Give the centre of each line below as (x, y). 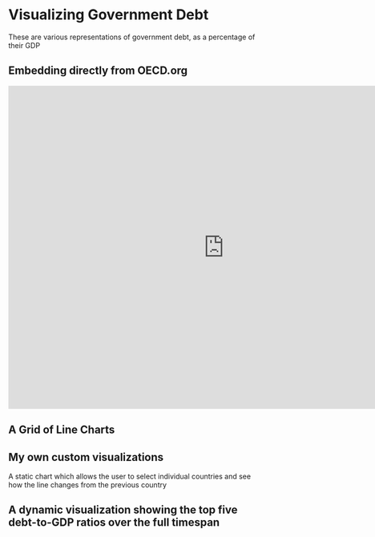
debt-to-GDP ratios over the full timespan (114, 523)
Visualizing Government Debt (109, 15)
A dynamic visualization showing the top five (123, 510)
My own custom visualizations (86, 457)
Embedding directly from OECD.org (98, 71)
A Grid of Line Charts (62, 430)
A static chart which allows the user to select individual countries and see (129, 476)
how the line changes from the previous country (87, 485)
